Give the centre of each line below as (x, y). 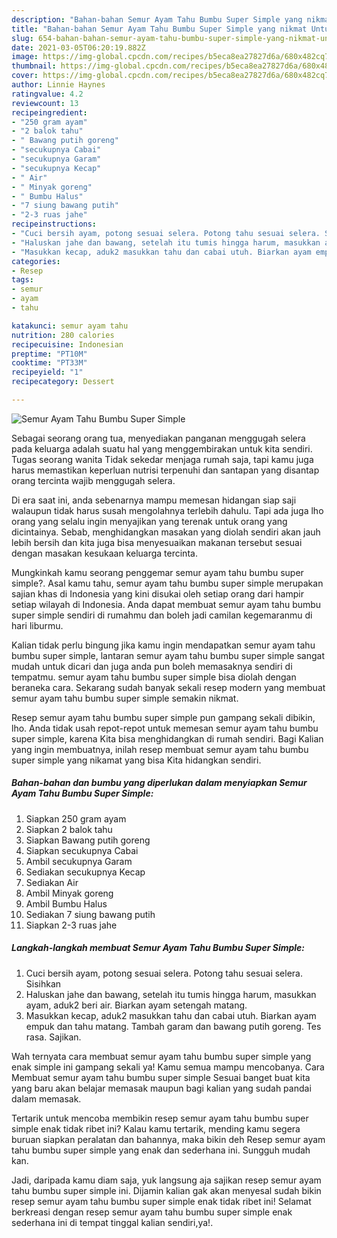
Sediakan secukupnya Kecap (85, 872)
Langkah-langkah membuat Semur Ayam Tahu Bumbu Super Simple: (158, 948)
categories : (36, 261)
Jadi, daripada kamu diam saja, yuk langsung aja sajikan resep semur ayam (166, 1180)
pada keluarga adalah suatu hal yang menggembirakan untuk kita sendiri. (162, 448)
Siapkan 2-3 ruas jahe (71, 925)
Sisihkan (43, 983)
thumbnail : (34, 66)
